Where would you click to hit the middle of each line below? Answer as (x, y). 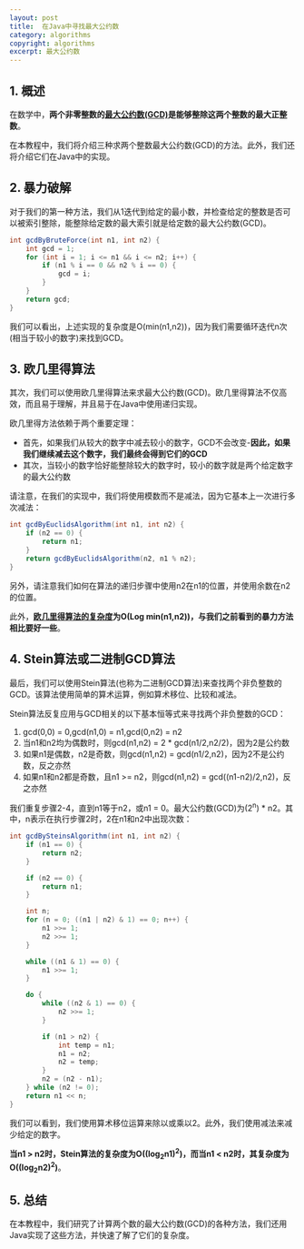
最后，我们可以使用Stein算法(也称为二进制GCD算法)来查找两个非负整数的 (146, 682)
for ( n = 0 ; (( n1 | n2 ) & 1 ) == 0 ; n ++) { (107, 920)
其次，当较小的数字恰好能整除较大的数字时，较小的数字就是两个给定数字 (157, 466)
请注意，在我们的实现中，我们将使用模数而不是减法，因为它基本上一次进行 (148, 496)
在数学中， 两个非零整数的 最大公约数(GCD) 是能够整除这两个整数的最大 (141, 114)
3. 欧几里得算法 (52, 369)
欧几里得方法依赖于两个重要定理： (73, 423)
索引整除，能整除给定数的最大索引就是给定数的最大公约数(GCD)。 (148, 223)
